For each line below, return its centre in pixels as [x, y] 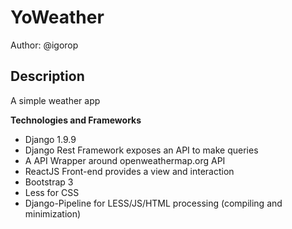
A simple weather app [55, 100]
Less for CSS [52, 192]
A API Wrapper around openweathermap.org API [125, 160]
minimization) [53, 213]
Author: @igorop [44, 45]
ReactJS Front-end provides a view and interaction [129, 171]
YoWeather [57, 17]
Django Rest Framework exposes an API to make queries [141, 150]
